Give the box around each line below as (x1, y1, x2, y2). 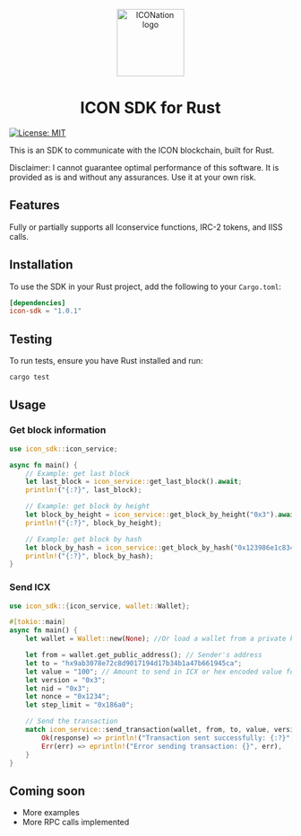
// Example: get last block (25, 469, 130, 478)
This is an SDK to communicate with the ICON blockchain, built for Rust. (9, 145, 275, 155)
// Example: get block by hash (25, 534, 142, 543)
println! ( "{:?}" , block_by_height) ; (25, 518, 163, 527)
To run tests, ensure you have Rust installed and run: (9, 356, 203, 366)
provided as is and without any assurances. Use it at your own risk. (9, 172, 257, 182)
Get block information (9, 424, 107, 436)
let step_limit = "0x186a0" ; (25, 700, 134, 709)
